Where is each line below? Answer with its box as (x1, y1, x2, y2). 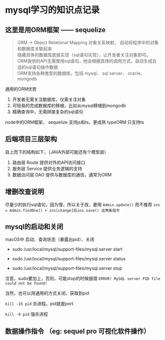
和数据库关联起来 (17, 46, 52, 52)
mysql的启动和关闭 (5, 222, 64, 231)
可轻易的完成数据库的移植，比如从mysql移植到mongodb (12, 103, 127, 108)
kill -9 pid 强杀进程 (5, 311, 48, 317)
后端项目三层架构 (5, 135, 57, 143)
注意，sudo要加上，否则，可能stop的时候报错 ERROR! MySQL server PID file (5, 276, 161, 281)
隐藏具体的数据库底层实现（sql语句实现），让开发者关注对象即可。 (17, 52, 151, 58)
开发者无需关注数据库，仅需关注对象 (12, 96, 86, 102)
